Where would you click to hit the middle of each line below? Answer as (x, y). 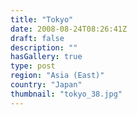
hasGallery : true (46, 57)
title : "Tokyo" (42, 19)
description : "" (44, 47)
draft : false (37, 38)
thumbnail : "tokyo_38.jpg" (66, 94)
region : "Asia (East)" (57, 76)
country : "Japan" (46, 85)
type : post (33, 66)
